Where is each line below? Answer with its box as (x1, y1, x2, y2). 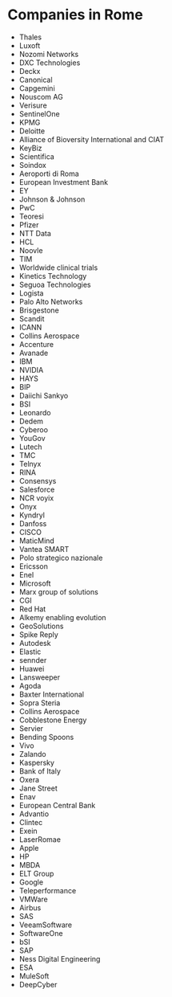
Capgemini (18, 83, 55, 93)
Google (18, 877, 44, 887)
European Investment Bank (18, 177, 109, 186)
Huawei (18, 664, 45, 673)
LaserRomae (18, 834, 62, 844)
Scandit (18, 313, 45, 323)
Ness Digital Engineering (18, 954, 101, 963)
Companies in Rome (7, 6, 143, 24)
